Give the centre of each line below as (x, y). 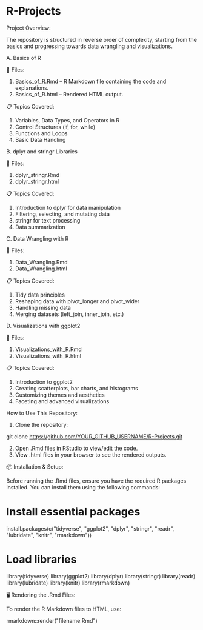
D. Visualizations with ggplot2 (43, 326)
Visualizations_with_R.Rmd (48, 349)
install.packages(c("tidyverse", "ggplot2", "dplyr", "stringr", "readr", (90, 528)
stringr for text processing (48, 220)
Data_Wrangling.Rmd (41, 262)
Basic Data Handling (40, 139)
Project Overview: (29, 28)
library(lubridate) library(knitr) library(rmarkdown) (68, 583)
